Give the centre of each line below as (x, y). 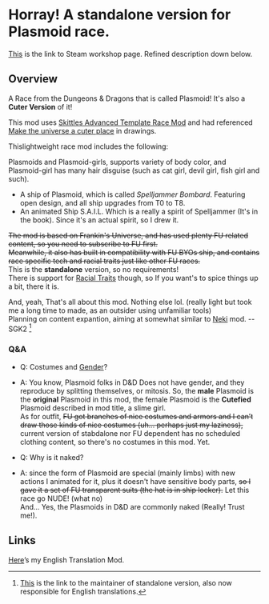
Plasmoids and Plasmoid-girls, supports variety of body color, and (117, 162)
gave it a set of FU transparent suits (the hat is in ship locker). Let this (134, 490)
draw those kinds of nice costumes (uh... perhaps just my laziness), (131, 425)
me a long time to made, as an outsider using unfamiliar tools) (110, 310)
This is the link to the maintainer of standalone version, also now (126, 582)
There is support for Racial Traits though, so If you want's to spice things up (133, 278)
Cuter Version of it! (40, 106)
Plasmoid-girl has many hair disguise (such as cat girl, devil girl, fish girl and (134, 170)
